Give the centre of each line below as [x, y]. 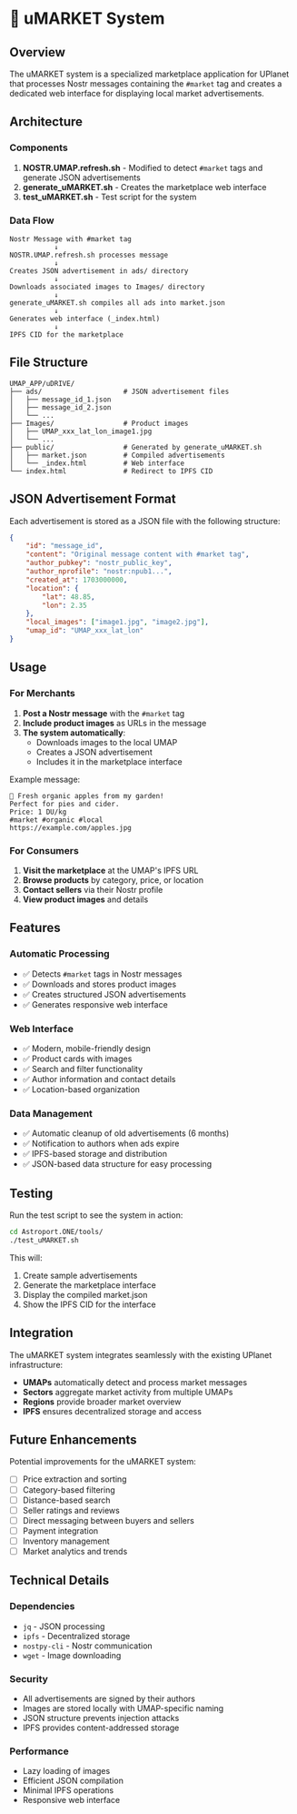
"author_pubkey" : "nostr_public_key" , [99, 563]
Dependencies [42, 1606]
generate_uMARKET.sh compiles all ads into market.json [117, 303]
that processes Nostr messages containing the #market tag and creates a [146, 84]
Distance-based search [66, 1500]
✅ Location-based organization [81, 1089]
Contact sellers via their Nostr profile [93, 889]
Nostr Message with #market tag [70, 239]
